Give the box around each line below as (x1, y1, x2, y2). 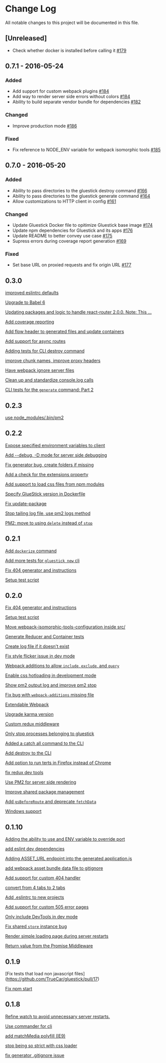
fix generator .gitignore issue (5, 1052, 65, 1058)
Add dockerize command (5, 548, 57, 554)
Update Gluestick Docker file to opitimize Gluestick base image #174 (12, 222, 153, 228)
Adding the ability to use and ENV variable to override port (5, 836, 125, 842)
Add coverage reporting (5, 319, 54, 325)
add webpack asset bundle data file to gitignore (5, 865, 103, 871)
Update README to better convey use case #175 (12, 233, 113, 239)
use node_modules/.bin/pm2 (5, 414, 64, 421)
